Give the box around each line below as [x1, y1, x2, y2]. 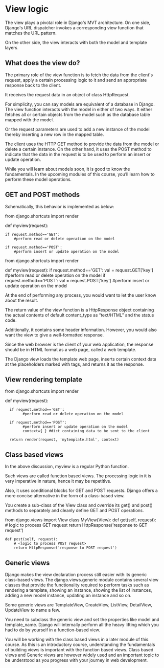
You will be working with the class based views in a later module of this [5, 637, 149, 642]
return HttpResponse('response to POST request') [14, 545, 117, 551]
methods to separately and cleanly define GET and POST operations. [5, 508, 144, 513]
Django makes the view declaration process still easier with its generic [5, 572, 147, 578]
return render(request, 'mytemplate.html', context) [9, 437, 119, 442]
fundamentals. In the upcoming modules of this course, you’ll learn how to [5, 171, 155, 177]
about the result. [5, 297, 38, 303]
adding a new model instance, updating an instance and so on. [5, 593, 132, 598]
